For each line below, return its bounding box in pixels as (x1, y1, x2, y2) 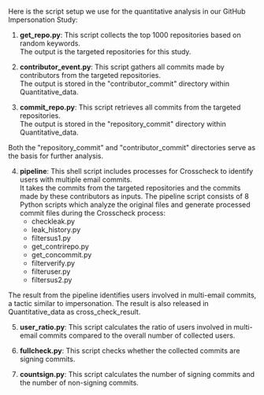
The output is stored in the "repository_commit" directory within (19, 120, 226, 128)
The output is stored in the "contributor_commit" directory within (19, 79, 230, 88)
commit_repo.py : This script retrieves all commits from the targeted (19, 102, 241, 112)
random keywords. (19, 39, 81, 48)
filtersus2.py (31, 275, 73, 284)
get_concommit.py (31, 250, 92, 259)
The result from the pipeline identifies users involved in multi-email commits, (8, 290, 257, 300)
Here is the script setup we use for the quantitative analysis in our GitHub (8, 7, 246, 16)
